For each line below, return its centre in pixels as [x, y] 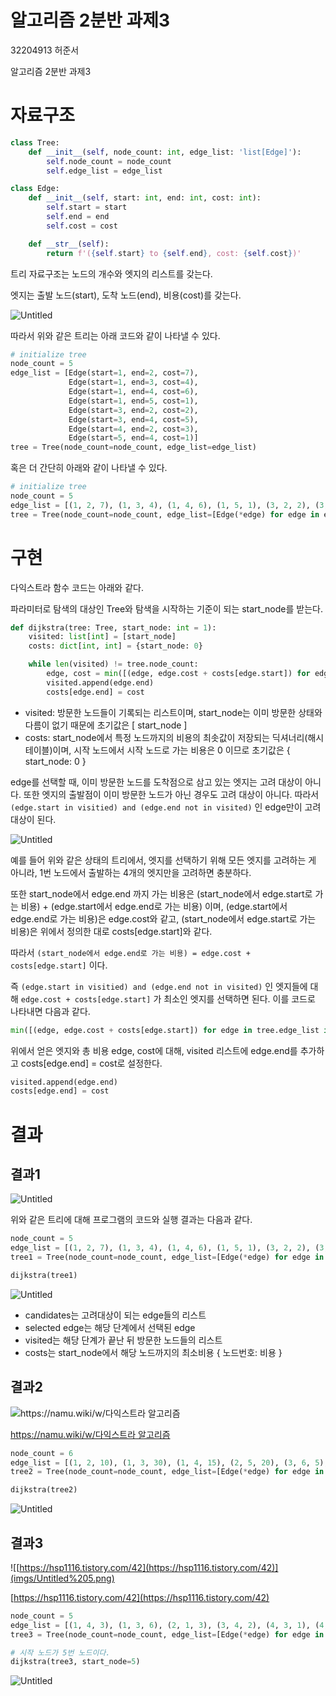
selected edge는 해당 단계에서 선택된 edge [110, 1327]
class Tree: [35, 142]
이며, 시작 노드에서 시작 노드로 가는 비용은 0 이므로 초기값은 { [171, 750]
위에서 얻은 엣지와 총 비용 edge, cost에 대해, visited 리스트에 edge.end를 [154, 1050]
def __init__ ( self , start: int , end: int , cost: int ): [145, 198]
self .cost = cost [82, 226]
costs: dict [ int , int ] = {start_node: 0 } [115, 646]
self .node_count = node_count [109, 161]
